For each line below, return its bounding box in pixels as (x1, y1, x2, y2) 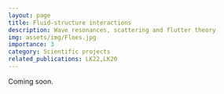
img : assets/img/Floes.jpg (8, 33, 97, 42)
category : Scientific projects (8, 48, 111, 56)
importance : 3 (8, 41, 55, 49)
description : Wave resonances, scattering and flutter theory (8, 26, 216, 34)
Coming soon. (8, 76, 53, 86)
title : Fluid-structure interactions (8, 19, 132, 27)
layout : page (8, 11, 51, 20)
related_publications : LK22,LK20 (8, 56, 118, 63)
